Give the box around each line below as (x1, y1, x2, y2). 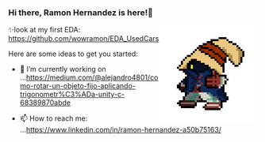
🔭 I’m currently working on (19, 65, 106, 74)
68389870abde (19, 98, 71, 107)
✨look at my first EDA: (8, 25, 81, 35)
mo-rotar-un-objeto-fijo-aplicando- (19, 81, 136, 91)
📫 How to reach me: (19, 114, 88, 123)
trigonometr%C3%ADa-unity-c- (19, 90, 125, 99)
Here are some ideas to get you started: (8, 49, 139, 58)
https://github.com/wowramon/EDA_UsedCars (8, 34, 159, 43)
